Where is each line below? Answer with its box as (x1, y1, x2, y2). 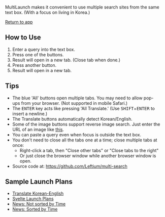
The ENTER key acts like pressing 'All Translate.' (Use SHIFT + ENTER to (12, 105, 155, 111)
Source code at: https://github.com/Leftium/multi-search (12, 163, 128, 169)
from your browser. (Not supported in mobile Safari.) (21, 100, 128, 106)
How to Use (5, 33, 41, 42)
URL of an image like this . (12, 126, 64, 132)
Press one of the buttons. (12, 51, 64, 57)
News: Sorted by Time (12, 206, 58, 212)
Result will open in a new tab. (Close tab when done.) (12, 57, 121, 63)
